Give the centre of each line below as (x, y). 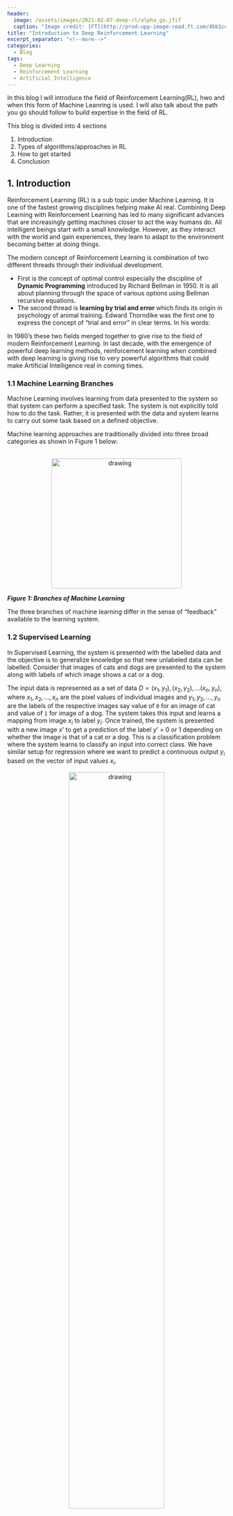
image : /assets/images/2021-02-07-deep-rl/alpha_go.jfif (97, 20)
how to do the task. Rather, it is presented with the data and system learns (113, 413)
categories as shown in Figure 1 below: (63, 442)
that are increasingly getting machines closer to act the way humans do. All (114, 222)
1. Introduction (39, 183)
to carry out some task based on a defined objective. (83, 421)
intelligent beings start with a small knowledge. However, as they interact (111, 230)
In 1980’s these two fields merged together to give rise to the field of (105, 336)
